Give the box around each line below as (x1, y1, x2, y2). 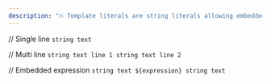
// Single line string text (8, 34, 92, 44)
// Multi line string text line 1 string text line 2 (8, 49, 181, 59)
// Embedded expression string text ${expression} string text (8, 65, 226, 75)
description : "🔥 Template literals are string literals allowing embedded (8, 11, 266, 20)
